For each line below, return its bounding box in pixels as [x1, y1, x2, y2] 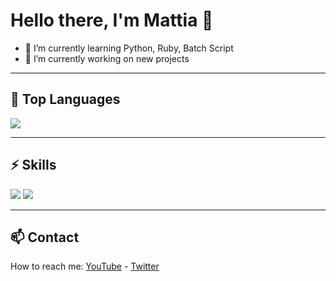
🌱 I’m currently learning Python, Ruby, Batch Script [24, 42, 234, 54]
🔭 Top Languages [10, 91, 121, 108]
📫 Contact [10, 229, 80, 246]
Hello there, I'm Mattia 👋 [10, 9, 214, 32]
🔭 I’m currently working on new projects [24, 52, 190, 64]
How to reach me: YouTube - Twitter [10, 260, 160, 273]
